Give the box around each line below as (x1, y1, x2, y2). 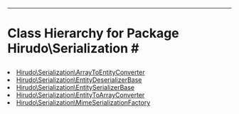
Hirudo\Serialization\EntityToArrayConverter (16, 90, 145, 100)
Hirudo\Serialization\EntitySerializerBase (16, 83, 135, 92)
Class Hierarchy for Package (7, 26, 179, 41)
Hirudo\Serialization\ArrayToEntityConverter (16, 68, 145, 77)
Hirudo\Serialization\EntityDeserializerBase (16, 76, 142, 84)
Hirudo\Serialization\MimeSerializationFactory (16, 98, 151, 107)
